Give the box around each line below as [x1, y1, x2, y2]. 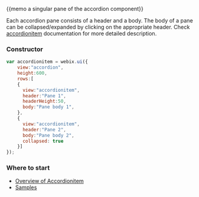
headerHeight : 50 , [22, 98, 67, 105]
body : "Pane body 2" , [22, 132, 75, 139]
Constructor [6, 45, 44, 54]
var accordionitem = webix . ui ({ [6, 59, 88, 65]
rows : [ [17, 75, 34, 81]
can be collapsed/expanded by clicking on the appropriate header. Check [6, 24, 190, 30]
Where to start [6, 164, 50, 172]
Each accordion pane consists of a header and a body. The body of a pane [6, 17, 194, 24]
